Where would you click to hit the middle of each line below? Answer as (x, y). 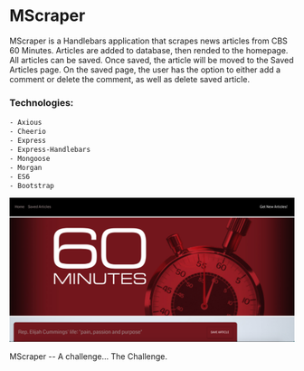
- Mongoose (30, 159)
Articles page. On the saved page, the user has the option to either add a (145, 70)
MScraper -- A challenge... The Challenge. (89, 356)
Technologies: (42, 102)
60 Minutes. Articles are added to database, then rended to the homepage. (149, 50)
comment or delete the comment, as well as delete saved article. (130, 79)
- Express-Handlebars (50, 150)
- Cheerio (28, 132)
